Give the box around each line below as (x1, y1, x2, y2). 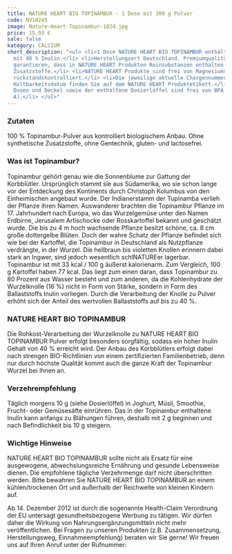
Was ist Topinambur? (7, 157, 80, 166)
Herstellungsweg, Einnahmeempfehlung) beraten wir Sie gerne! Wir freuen (7, 533, 220, 542)
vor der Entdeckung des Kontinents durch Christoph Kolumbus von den (7, 187, 210, 195)
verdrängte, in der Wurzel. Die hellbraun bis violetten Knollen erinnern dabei (7, 246, 223, 254)
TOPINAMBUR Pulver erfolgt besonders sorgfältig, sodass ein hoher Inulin (7, 337, 218, 345)
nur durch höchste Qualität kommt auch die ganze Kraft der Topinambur (7, 359, 212, 367)
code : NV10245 (7, 17, 48, 23)
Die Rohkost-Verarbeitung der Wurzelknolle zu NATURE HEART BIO (7, 329, 199, 338)
